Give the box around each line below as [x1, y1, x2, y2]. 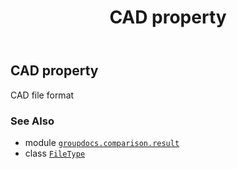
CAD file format [10, 89, 75, 101]
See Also [10, 114, 55, 128]
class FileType [24, 147, 86, 159]
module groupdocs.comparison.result [24, 136, 180, 148]
